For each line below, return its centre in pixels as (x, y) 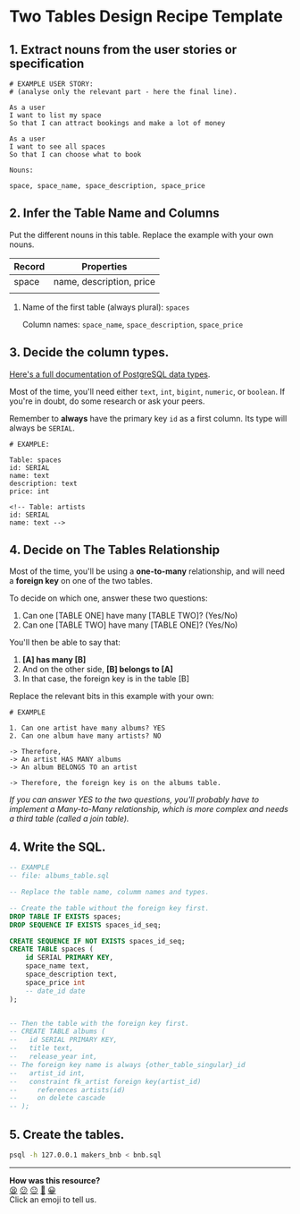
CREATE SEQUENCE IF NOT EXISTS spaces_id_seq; (97, 941)
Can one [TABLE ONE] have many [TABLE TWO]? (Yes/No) (130, 616)
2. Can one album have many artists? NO (86, 736)
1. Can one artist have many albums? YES (87, 728)
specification (47, 63)
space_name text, (58, 966)
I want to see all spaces (57, 147)
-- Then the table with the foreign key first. (100, 1023)
